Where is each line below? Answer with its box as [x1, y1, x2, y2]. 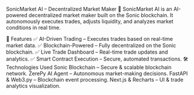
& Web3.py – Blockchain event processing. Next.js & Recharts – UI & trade [6, 76, 184, 83]
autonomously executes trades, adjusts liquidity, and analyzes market [6, 18, 174, 24]
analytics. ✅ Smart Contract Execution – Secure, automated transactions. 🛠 [6, 55, 189, 62]
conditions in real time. [6, 24, 61, 31]
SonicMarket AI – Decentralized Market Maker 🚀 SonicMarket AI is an [6, 6, 172, 12]
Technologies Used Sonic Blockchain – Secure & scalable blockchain [6, 64, 172, 71]
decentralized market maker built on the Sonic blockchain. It [28, 12, 174, 19]
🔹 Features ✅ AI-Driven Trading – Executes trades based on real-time [6, 36, 174, 42]
